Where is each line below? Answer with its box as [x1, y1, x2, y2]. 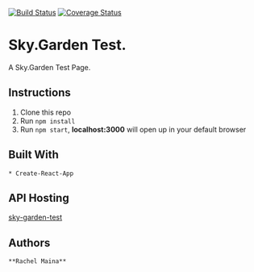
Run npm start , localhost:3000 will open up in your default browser [19, 124, 247, 134]
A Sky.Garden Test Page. [8, 62, 91, 72]
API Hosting [8, 190, 70, 205]
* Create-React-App [8, 169, 74, 178]
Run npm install [19, 115, 76, 125]
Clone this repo [19, 107, 71, 117]
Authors [8, 236, 51, 249]
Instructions [8, 86, 71, 100]
